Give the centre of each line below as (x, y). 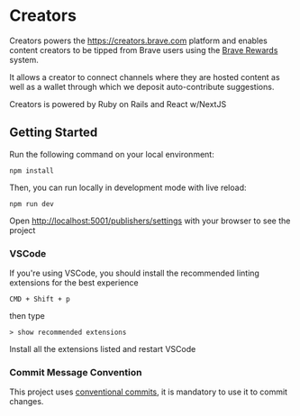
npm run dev (32, 203)
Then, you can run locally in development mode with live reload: (128, 187)
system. (24, 59)
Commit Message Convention (76, 372)
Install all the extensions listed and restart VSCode (103, 349)
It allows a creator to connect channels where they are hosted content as (145, 77)
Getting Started (54, 133)
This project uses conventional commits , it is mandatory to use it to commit (149, 392)
